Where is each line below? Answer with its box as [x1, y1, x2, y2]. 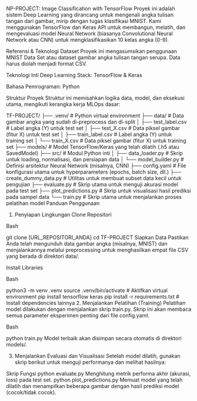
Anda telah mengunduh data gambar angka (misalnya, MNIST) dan [6, 240, 168, 247]
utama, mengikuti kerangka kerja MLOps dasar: [6, 101, 121, 108]
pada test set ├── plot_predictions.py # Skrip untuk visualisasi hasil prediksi [6, 187, 191, 194]
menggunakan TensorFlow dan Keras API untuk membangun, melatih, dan [6, 24, 186, 31]
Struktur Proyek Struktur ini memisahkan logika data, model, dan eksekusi [6, 94, 185, 101]
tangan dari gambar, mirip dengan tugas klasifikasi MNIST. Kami [6, 18, 162, 24]
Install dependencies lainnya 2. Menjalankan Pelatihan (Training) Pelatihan [6, 300, 186, 306]
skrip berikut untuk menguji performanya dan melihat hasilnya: [14, 359, 166, 366]
